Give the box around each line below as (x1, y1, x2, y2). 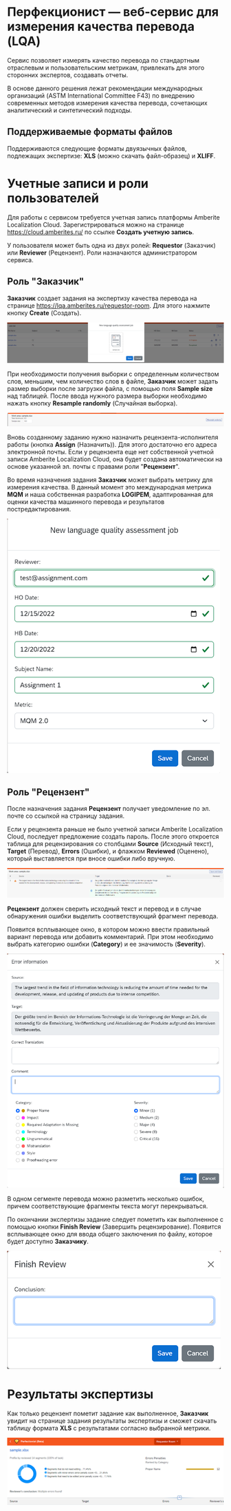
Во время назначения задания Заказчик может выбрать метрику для (7, 476, 213, 484)
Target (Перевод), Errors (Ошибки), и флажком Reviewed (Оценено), (7, 847, 210, 856)
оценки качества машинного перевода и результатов (7, 497, 165, 506)
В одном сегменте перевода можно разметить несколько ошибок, (7, 1195, 205, 1203)
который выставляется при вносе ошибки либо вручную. (7, 854, 175, 863)
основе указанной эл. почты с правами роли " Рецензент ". (7, 462, 180, 470)
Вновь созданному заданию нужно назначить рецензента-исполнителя (7, 433, 219, 441)
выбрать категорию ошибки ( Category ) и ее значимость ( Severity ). (7, 940, 206, 949)
